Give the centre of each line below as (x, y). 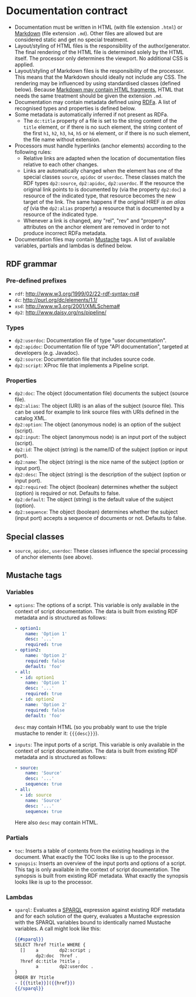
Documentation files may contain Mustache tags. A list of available (95, 239)
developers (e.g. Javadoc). (47, 353)
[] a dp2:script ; (56, 950)
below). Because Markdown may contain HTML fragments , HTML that (99, 89)
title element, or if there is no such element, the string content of (103, 127)
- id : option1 (37, 677)
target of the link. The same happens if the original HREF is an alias (104, 202)
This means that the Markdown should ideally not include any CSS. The (101, 77)
